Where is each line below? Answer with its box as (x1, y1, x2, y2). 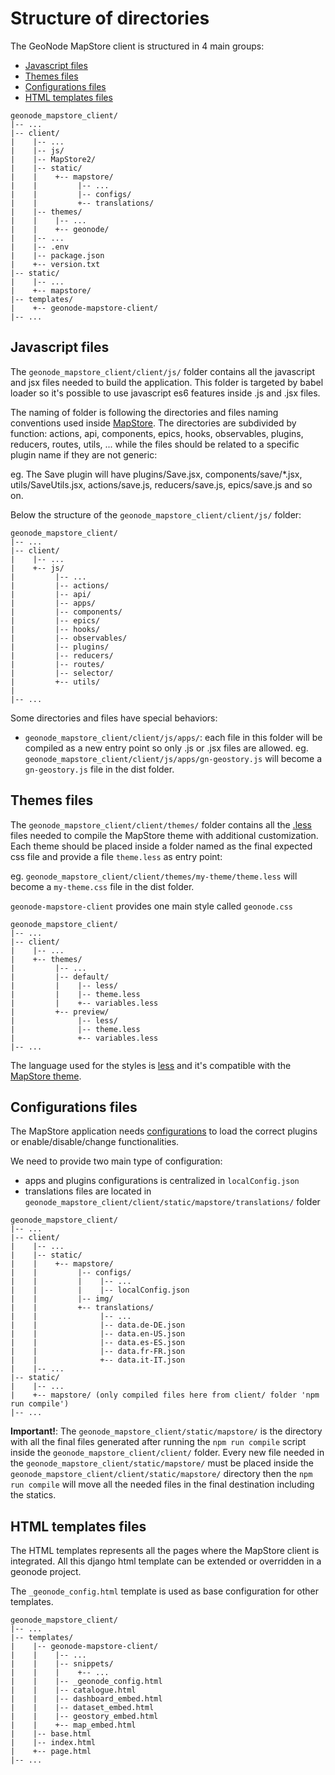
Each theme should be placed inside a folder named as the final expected (10, 840, 313, 852)
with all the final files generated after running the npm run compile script (10, 1436, 307, 1448)
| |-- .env (10, 242, 70, 252)
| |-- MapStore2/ (10, 154, 97, 164)
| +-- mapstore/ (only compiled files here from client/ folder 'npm (10, 1390, 320, 1401)
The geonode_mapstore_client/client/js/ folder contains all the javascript (10, 365, 316, 377)
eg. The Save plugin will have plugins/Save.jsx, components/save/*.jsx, (10, 468, 303, 480)
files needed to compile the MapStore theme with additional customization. (10, 829, 319, 841)
